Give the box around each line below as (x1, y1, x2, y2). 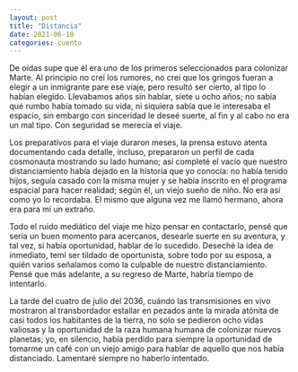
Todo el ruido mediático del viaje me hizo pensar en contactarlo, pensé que (9, 221, 288, 232)
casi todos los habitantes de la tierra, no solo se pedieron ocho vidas (9, 315, 264, 325)
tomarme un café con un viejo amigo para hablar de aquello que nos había (9, 343, 285, 354)
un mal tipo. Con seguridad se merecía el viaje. (9, 120, 183, 131)
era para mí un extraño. (9, 203, 96, 215)
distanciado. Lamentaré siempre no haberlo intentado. (9, 353, 210, 364)
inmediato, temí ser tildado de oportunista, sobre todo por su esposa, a (9, 250, 272, 261)
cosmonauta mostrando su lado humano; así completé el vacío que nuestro (9, 156, 288, 167)
